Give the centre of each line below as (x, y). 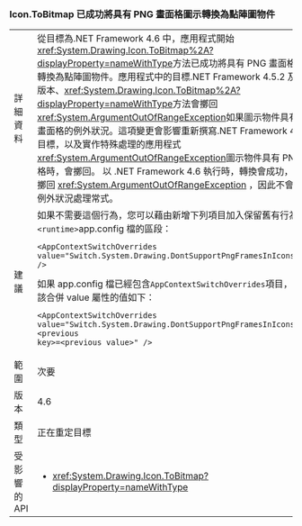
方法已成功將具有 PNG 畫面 (230, 63)
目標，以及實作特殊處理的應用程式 (109, 144)
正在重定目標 (64, 432)
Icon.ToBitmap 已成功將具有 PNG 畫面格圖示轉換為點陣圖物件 (142, 14)
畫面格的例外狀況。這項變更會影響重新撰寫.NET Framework (162, 131)
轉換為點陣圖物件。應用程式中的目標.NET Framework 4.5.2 (161, 77)
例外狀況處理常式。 (78, 198)
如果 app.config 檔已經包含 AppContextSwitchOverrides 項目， (165, 284)
